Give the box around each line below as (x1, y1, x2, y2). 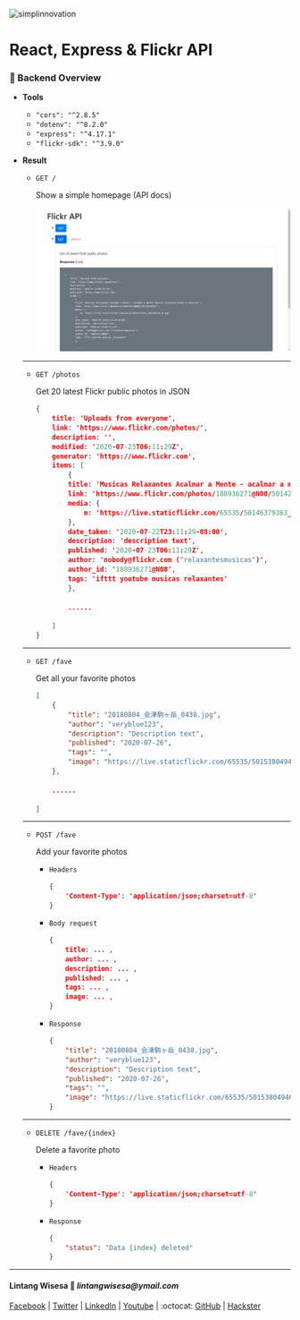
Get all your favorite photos (35, 673, 137, 684)
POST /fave (35, 830, 77, 840)
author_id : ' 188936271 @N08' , (67, 565, 177, 575)
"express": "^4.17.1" (35, 130, 116, 139)
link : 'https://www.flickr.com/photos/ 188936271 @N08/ (67, 490, 272, 498)
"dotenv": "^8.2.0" (35, 121, 109, 130)
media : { (67, 498, 101, 507)
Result (21, 155, 47, 166)
